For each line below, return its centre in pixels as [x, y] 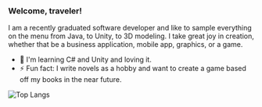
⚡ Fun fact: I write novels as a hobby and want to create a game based [133, 69]
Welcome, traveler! [45, 11]
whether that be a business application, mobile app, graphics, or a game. [126, 45]
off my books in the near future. [70, 80]
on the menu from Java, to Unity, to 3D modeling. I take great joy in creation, [131, 36]
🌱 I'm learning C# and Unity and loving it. [86, 59]
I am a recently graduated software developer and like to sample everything [130, 28]
